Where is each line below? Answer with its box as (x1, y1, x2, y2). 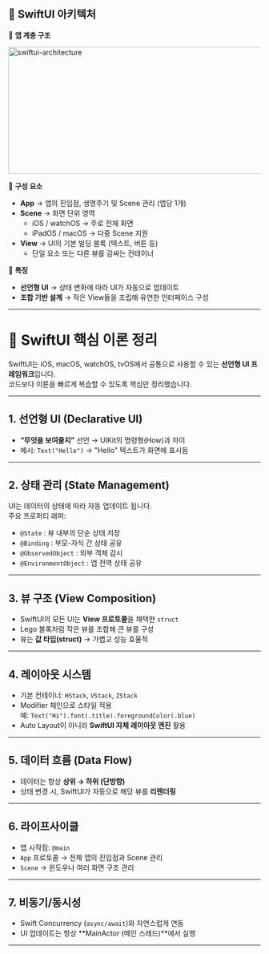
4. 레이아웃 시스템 (8, 668, 92, 681)
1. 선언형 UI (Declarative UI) (8, 412, 143, 426)
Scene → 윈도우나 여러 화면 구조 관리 (19, 863, 134, 872)
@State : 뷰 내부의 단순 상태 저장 (19, 528, 121, 538)
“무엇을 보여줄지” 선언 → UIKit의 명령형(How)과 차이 (19, 435, 186, 445)
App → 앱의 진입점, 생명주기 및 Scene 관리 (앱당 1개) (19, 198, 187, 208)
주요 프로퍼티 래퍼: (8, 511, 66, 521)
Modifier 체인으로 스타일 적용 (19, 701, 112, 709)
